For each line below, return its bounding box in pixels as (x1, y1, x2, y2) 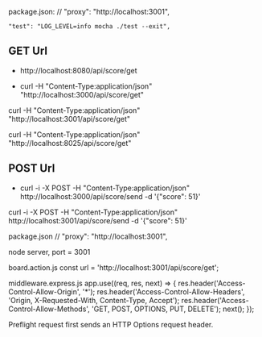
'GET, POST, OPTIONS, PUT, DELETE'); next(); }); (91, 304, 255, 314)
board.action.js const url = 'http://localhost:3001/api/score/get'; (8, 262, 219, 273)
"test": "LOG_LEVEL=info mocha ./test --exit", (8, 23, 171, 31)
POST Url (8, 161, 55, 176)
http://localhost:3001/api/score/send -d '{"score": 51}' (8, 215, 187, 225)
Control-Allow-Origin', (8, 286, 81, 297)
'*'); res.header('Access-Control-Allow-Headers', (82, 286, 245, 297)
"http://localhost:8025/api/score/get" (8, 138, 132, 148)
